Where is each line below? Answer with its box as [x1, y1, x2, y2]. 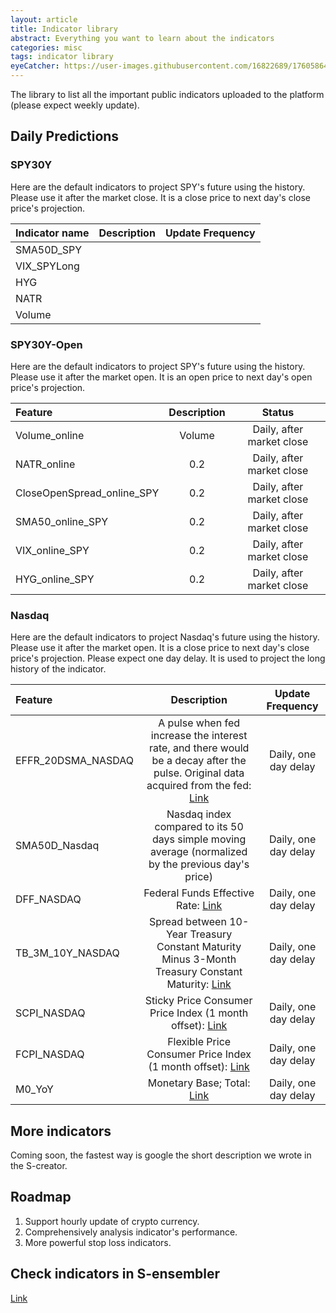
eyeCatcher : [10, 61, 60, 71]
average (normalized [150, 845, 248, 859]
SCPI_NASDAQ [15, 1006, 86, 1020]
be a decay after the [151, 754, 247, 768]
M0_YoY [15, 1082, 54, 1096]
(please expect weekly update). [10, 99, 140, 111]
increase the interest [150, 729, 248, 743]
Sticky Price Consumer [144, 994, 253, 1008]
